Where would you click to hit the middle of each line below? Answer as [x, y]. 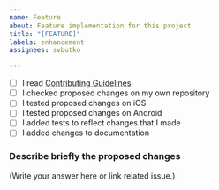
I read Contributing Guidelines [76, 83]
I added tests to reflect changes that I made [101, 123]
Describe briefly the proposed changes [95, 156]
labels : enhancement [47, 42]
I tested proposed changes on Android [92, 113]
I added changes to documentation [86, 133]
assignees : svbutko [45, 50]
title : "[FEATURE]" [45, 34]
